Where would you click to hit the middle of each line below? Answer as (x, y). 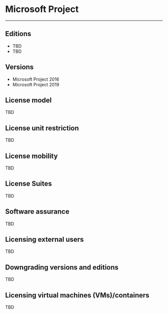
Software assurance (37, 212)
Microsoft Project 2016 (36, 79)
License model (28, 100)
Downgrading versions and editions (62, 267)
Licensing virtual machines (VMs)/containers (77, 295)
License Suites (29, 184)
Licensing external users (44, 240)
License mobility (31, 156)
